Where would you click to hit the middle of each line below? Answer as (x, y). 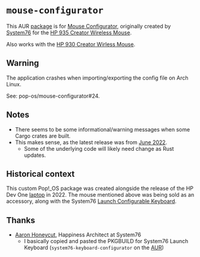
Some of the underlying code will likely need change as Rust (99, 148)
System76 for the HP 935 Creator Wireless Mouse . (69, 33)
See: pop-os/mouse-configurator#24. (53, 96)
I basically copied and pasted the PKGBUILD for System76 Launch (106, 241)
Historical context (41, 174)
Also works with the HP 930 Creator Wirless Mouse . (71, 44)
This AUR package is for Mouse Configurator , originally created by (89, 26)
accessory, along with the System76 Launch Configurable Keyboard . (91, 201)
